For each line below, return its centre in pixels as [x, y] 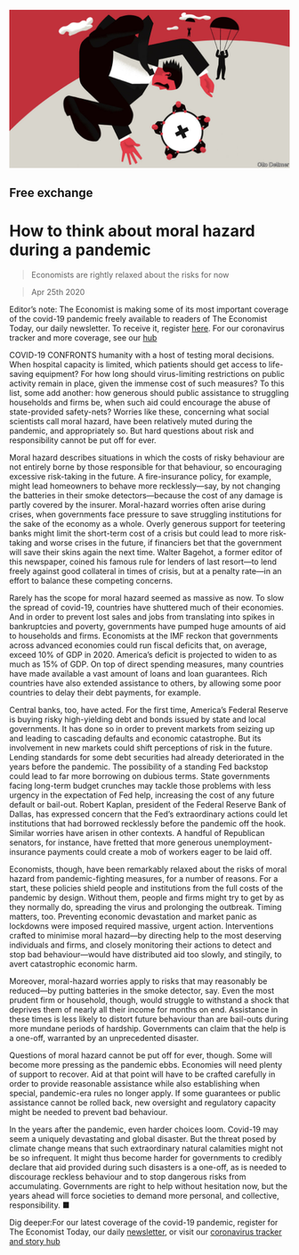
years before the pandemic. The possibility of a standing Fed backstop [139, 767]
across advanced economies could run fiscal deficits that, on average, [138, 645]
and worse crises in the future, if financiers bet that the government [158, 542]
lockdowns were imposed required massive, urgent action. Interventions [141, 926]
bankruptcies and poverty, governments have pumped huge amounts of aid [148, 626]
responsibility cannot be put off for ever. [83, 440]
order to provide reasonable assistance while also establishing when [135, 1083]
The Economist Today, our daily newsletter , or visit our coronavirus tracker [145, 1232]
